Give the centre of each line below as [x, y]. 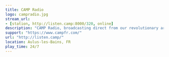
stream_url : [18, 19]
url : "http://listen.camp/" [35, 38]
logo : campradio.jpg [27, 14]
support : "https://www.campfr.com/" [44, 33]
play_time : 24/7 [22, 47]
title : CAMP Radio [24, 10]
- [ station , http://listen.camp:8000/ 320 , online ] [59, 24]
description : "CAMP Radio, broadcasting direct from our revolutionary [82, 28]
